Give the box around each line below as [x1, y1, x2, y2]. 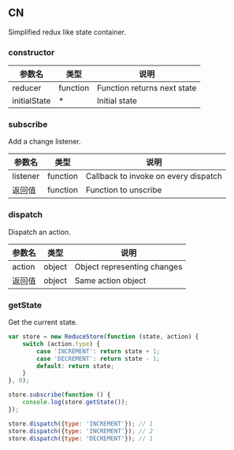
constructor [8, 46, 55, 58]
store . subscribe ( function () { [8, 391, 111, 399]
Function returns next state [97, 83, 197, 94]
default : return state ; [36, 362, 114, 370]
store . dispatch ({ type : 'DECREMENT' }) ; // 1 [8, 434, 154, 442]
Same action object [74, 275, 147, 286]
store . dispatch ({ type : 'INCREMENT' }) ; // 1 [8, 419, 154, 428]
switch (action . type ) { [22, 340, 101, 348]
